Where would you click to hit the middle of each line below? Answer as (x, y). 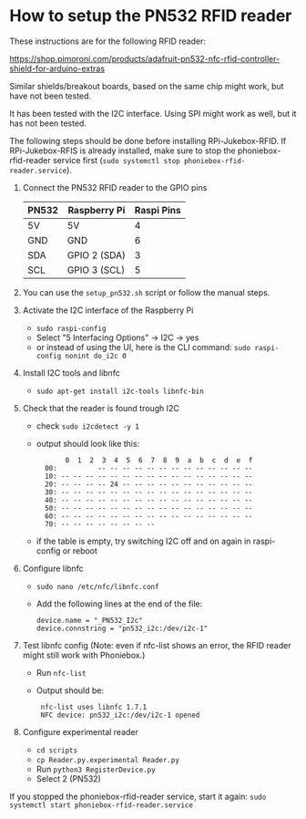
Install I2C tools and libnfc (71, 373)
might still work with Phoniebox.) (84, 655)
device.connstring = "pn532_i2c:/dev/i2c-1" (122, 628)
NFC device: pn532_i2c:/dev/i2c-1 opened (120, 715)
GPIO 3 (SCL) (96, 270)
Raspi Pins (158, 210)
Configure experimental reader (81, 731)
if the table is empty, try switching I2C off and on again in (143, 541)
